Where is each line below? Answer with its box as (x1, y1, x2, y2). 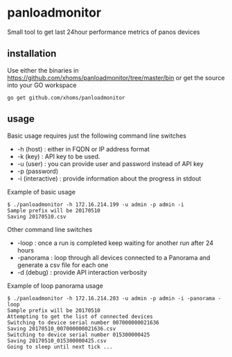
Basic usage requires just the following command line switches (7, 131, 187, 140)
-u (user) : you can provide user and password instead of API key (17, 159, 204, 167)
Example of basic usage (7, 187, 76, 196)
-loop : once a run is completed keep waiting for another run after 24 (17, 239, 214, 247)
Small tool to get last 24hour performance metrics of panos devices (7, 28, 200, 36)
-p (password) (17, 167, 59, 175)
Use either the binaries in (7, 66, 79, 74)
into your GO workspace (7, 81, 77, 89)
